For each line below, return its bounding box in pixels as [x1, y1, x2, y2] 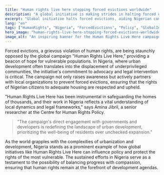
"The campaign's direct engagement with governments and [17, 118, 137, 125]
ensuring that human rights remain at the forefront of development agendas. [5, 164, 159, 170]
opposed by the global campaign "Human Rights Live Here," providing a [5, 53, 150, 59]
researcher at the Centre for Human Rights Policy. [5, 109, 105, 115]
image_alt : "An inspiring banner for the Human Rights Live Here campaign [5, 35, 161, 40]
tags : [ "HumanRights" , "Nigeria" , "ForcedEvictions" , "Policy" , [5, 25, 139, 30]
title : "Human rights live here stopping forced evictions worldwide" [5, 7, 152, 12]
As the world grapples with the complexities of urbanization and [5, 138, 134, 144]
